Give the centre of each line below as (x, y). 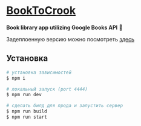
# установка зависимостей (39, 72)
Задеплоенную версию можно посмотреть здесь (70, 39)
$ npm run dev (24, 95)
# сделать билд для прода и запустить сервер (64, 106)
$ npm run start (27, 117)
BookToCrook (41, 11)
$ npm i (16, 78)
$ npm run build (27, 111)
